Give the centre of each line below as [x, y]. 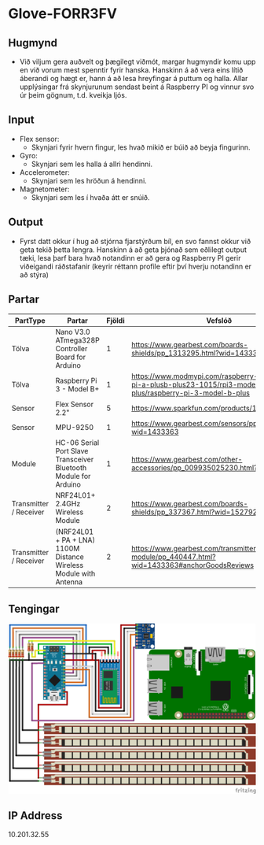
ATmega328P [77, 340]
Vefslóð [219, 321]
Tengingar [34, 608]
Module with [75, 573]
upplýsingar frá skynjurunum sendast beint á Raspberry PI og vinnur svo [137, 87]
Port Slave [72, 451]
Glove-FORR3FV [63, 14]
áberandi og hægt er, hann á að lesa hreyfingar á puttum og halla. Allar [134, 78]
